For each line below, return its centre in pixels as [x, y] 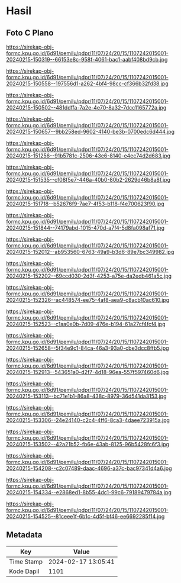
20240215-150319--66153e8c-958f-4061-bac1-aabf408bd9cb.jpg [87, 59]
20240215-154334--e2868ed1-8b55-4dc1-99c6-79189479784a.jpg [89, 492]
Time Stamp [26, 562]
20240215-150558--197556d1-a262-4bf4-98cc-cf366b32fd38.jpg [87, 83]
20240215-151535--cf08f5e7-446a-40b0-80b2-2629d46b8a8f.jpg [88, 180]
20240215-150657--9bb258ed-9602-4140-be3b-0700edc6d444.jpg [90, 132]
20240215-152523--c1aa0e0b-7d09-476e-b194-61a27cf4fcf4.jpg [86, 324]
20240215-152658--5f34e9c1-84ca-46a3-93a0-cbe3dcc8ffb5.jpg [88, 348]
